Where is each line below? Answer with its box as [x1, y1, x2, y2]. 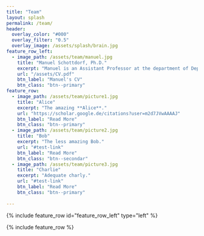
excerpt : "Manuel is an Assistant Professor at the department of [17, 65, 189, 72]
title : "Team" [6, 8, 42, 15]
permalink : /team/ [6, 20, 53, 26]
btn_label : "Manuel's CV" [17, 76, 83, 83]
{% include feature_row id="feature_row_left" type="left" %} [6, 212, 158, 219]
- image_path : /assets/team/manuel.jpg [12, 54, 113, 60]
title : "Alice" [17, 99, 56, 105]
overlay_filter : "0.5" [12, 37, 69, 43]
